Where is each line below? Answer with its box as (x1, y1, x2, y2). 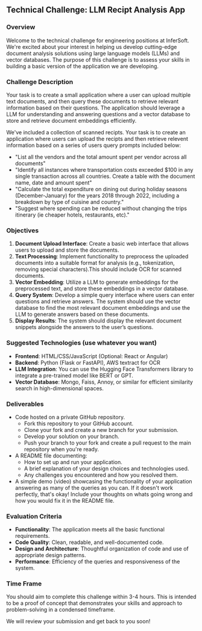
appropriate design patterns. (14, 552, 86, 559)
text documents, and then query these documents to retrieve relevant (6, 97, 179, 105)
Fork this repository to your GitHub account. (24, 420, 134, 427)
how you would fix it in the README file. (14, 497, 115, 504)
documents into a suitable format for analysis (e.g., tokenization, (14, 260, 175, 267)
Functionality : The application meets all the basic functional (14, 526, 165, 533)
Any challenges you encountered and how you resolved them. (24, 471, 178, 479)
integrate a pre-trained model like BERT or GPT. (14, 371, 134, 379)
